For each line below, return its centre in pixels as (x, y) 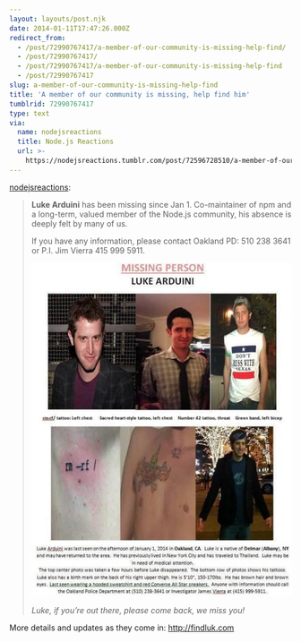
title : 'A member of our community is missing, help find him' (130, 94)
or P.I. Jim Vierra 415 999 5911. (88, 250)
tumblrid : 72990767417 (52, 104)
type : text (30, 113)
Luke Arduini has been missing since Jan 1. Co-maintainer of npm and (161, 204)
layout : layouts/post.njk (57, 19)
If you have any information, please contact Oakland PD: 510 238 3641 (161, 241)
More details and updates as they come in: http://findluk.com (122, 628)
